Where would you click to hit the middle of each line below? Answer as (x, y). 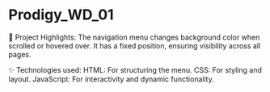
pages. (20, 54)
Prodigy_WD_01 (61, 15)
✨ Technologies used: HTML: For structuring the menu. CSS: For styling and (135, 69)
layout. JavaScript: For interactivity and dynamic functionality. (111, 79)
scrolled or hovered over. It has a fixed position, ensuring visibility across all (135, 45)
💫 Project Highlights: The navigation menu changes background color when (134, 37)
